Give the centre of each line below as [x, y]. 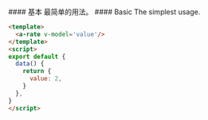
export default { [37, 56]
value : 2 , [45, 79]
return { [37, 72]
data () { [30, 64]
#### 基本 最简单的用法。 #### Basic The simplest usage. [104, 12]
